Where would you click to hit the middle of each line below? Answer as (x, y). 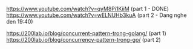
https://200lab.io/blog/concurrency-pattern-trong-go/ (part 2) (84, 40)
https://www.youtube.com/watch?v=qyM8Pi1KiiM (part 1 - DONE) (88, 9)
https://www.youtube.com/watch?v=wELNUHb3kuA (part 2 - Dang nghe (97, 15)
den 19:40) (20, 21)
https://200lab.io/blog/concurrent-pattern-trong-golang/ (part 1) (86, 33)
